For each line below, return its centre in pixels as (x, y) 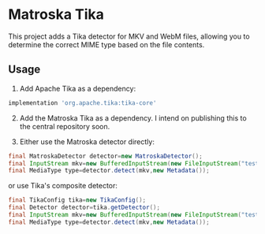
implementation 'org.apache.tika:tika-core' (82, 103)
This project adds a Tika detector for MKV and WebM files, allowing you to (129, 36)
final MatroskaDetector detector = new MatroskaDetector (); (105, 156)
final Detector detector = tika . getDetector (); (84, 208)
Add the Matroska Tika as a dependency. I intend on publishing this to (133, 118)
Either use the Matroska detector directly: (87, 141)
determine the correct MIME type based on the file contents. (106, 44)
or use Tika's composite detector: (63, 186)
